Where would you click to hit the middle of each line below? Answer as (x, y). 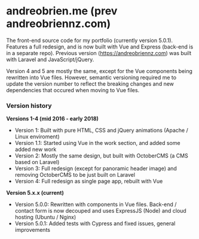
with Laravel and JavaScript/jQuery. (50, 59)
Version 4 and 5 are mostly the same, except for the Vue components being (99, 71)
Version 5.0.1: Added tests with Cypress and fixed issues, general (95, 223)
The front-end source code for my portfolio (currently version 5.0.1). (90, 40)
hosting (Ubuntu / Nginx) (45, 217)
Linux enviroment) (37, 137)
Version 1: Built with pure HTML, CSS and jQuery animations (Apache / (101, 131)
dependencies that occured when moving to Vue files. (73, 90)
